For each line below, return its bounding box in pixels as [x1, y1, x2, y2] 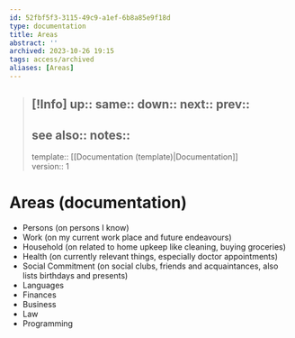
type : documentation [9, 22, 87, 31]
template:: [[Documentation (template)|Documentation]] [31, 151, 238, 162]
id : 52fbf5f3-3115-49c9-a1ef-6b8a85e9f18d [9, 13, 171, 23]
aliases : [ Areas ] [9, 64, 75, 73]
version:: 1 [31, 161, 69, 172]
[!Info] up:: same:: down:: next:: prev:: [31, 96, 250, 113]
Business [22, 299, 57, 310]
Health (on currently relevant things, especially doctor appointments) [22, 251, 279, 262]
